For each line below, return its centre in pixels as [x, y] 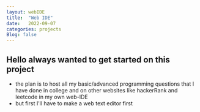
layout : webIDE [26, 12]
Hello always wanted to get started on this [88, 60]
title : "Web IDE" [30, 18]
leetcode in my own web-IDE [51, 97]
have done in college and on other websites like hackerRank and [96, 90]
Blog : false [21, 35]
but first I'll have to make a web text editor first [74, 103]
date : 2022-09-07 [31, 23]
